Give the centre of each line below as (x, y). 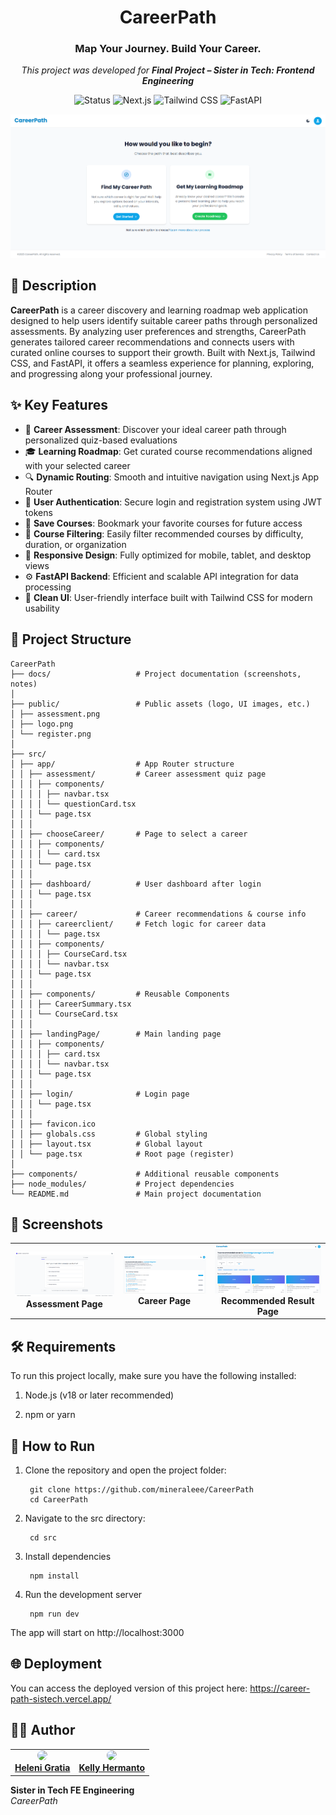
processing (48, 587)
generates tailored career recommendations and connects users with (152, 342)
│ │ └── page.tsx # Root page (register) (122, 1154)
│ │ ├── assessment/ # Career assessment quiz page (138, 774)
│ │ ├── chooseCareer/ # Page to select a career (129, 834)
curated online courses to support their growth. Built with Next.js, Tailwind (163, 352)
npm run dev (54, 1614)
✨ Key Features (59, 405)
